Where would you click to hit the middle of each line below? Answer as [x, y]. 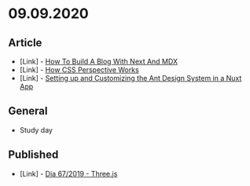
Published [33, 155]
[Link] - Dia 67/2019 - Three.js [68, 173]
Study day [36, 129]
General [28, 111]
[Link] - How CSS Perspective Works [79, 70]
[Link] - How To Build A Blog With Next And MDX [99, 61]
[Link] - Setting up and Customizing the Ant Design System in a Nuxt [131, 78]
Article [25, 43]
